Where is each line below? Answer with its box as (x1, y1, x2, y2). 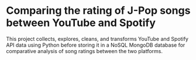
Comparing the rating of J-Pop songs (6, 4, 191, 17)
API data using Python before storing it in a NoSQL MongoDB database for (6, 42, 185, 48)
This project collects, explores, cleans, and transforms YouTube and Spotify (6, 35, 189, 42)
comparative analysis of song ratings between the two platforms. (6, 47, 163, 54)
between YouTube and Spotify (6, 16, 156, 29)
